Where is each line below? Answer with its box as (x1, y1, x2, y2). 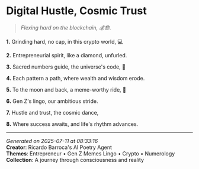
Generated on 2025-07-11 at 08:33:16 (6, 137, 98, 144)
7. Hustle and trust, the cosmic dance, (6, 109, 99, 116)
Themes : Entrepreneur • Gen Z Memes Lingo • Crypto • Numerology (6, 149, 175, 157)
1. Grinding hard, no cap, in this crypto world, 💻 (6, 38, 123, 45)
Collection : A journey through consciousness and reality (6, 156, 144, 163)
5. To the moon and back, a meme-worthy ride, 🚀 (6, 86, 126, 93)
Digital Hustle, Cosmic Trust (6, 4, 147, 18)
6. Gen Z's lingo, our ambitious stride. (6, 97, 98, 105)
